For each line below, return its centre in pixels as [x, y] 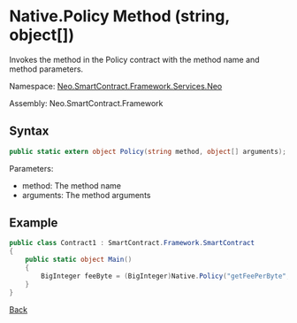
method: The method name [72, 185]
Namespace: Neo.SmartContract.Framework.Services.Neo [116, 86]
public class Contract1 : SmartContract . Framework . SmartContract [132, 243]
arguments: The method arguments [86, 195]
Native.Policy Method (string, [119, 16]
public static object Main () [79, 260]
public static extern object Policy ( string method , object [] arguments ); [148, 151]
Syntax [29, 131]
